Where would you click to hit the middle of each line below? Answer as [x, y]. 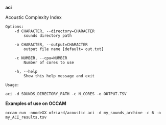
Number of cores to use [49, 62]
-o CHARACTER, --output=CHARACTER [51, 45]
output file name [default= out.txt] [64, 49]
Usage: [12, 85]
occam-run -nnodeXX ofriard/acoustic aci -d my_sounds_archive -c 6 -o [83, 113]
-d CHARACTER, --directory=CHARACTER [55, 31]
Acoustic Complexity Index [34, 17]
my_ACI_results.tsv [26, 117]
